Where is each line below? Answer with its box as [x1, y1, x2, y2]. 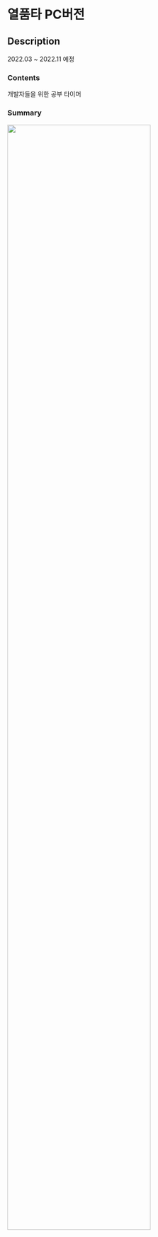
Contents [7, 72, 40, 82]
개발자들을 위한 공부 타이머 [7, 90, 81, 98]
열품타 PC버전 [7, 6, 85, 23]
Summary [7, 108, 43, 118]
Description [7, 35, 60, 47]
